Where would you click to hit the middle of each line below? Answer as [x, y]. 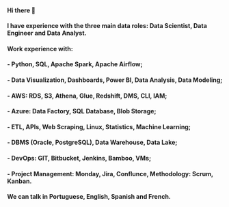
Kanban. [19, 181]
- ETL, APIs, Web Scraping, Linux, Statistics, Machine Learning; [99, 126]
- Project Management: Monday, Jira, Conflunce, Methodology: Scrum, [110, 174]
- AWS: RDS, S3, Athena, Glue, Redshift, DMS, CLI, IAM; [87, 96]
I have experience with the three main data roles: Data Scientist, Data [107, 26]
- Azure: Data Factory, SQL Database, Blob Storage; [82, 111]
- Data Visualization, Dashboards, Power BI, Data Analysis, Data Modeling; [115, 80]
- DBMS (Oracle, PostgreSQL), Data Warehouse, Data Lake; [92, 142]
